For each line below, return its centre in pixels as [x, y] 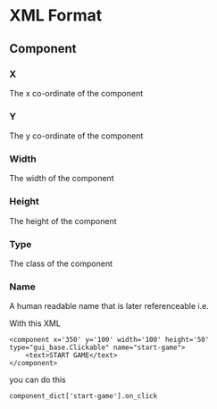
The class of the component [61, 263]
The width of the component [62, 179]
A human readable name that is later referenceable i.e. [109, 306]
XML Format [56, 16]
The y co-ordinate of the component [76, 136]
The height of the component [63, 221]
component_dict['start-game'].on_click [83, 396]
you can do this [38, 380]
